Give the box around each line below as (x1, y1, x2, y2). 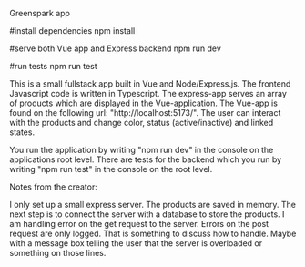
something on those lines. (9, 248, 107, 258)
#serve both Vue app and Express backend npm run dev (9, 43, 221, 54)
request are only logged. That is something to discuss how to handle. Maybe (9, 228, 297, 239)
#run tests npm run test (9, 61, 97, 71)
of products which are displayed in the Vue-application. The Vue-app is (9, 98, 278, 108)
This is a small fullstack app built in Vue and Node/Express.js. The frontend (9, 78, 291, 89)
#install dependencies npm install (9, 26, 136, 36)
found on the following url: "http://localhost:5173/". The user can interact (9, 108, 281, 118)
